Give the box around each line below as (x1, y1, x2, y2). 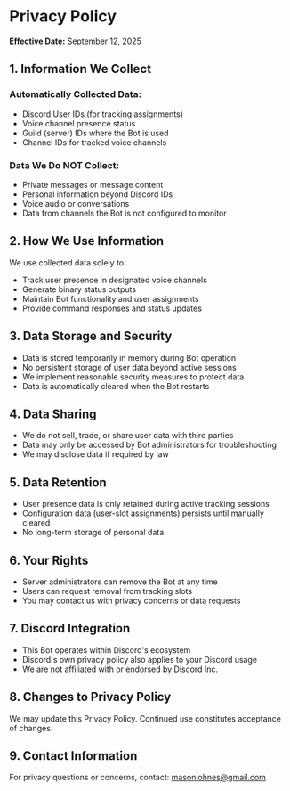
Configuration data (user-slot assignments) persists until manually (21, 508, 265, 518)
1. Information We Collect (9, 61, 152, 77)
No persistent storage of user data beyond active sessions (21, 362, 238, 372)
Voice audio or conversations (21, 198, 130, 208)
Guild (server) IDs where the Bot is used (21, 127, 169, 138)
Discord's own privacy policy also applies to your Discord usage (21, 654, 258, 665)
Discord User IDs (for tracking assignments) (21, 109, 184, 119)
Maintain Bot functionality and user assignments (21, 293, 199, 304)
